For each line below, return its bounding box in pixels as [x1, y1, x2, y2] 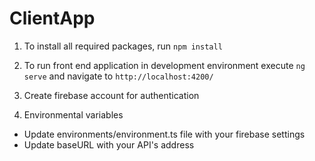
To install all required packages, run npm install [23, 40, 223, 52]
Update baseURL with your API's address [23, 138, 195, 151]
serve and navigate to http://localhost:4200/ [23, 70, 214, 82]
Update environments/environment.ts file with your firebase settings [23, 128, 306, 140]
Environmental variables [23, 108, 124, 121]
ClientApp [9, 7, 96, 30]
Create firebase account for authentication [23, 89, 200, 101]
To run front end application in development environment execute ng [23, 59, 306, 71]
